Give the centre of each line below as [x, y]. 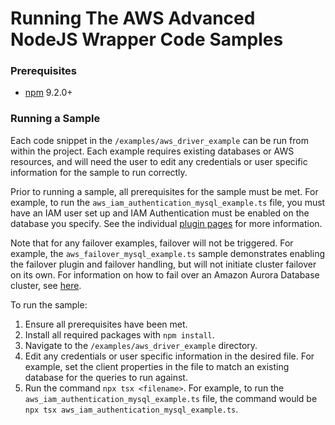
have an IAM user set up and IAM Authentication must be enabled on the [160, 213]
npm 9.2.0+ [48, 93]
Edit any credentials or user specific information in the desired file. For [169, 356]
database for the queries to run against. [106, 377]
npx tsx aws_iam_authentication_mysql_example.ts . [131, 409]
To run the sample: [49, 304]
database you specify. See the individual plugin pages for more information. [166, 223]
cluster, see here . [46, 285]
